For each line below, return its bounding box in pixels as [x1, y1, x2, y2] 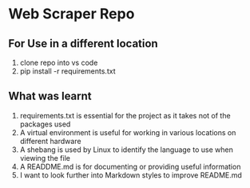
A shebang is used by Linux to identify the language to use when [19, 145, 233, 154]
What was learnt [8, 90, 92, 103]
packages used [19, 119, 71, 129]
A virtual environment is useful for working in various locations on [19, 127, 236, 137]
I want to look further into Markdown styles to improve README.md [19, 170, 242, 180]
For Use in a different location [8, 37, 158, 50]
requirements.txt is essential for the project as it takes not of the [19, 110, 231, 120]
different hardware [19, 136, 81, 146]
